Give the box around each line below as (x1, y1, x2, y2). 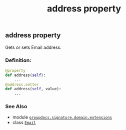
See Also (5, 103, 27, 110)
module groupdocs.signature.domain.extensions (12, 114, 112, 120)
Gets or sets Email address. (5, 44, 61, 50)
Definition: (5, 57, 31, 64)
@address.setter (5, 82, 39, 87)
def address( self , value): (5, 87, 61, 92)
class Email (12, 120, 36, 126)
